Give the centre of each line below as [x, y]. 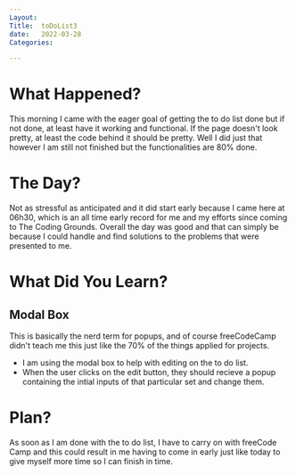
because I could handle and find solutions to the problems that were [134, 236]
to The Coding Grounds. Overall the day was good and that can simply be [144, 227]
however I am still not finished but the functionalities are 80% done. [133, 147]
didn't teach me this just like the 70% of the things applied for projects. [140, 346]
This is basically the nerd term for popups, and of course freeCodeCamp [143, 336]
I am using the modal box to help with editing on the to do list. [135, 363]
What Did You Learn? [89, 282]
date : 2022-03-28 [45, 34]
